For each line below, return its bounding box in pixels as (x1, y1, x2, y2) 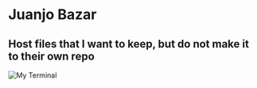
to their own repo (8, 49, 95, 63)
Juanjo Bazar (8, 6, 97, 24)
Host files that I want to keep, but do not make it (8, 37, 249, 51)
